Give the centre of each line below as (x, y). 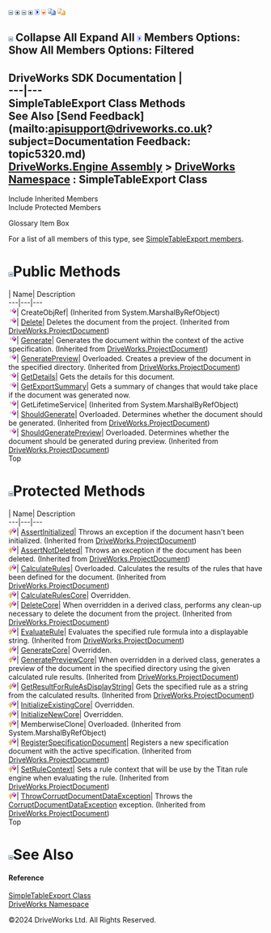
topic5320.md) (47, 154)
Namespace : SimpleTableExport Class (108, 179)
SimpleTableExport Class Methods (97, 103)
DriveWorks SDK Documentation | (95, 77)
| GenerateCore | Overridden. (64, 650)
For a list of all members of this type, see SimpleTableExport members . (126, 239)
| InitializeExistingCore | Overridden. (76, 705)
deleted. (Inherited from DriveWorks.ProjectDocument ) (100, 559)
